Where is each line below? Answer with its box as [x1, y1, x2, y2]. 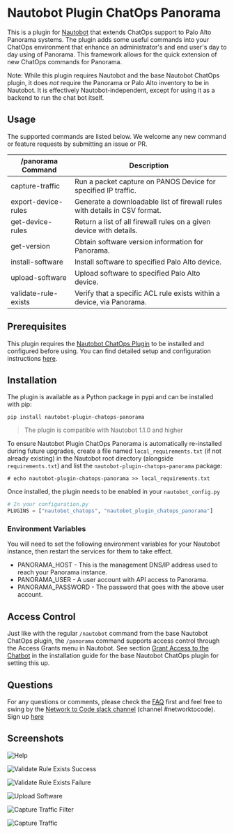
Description [129, 161, 169, 170]
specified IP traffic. [74, 185, 137, 195]
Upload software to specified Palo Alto [74, 268, 201, 278]
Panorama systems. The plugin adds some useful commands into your [7, 35, 210, 43]
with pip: [7, 400, 33, 409]
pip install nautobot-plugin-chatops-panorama [7, 414, 145, 421]
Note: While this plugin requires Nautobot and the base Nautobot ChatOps [7, 71, 220, 80]
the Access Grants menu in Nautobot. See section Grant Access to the [7, 644, 209, 653]
